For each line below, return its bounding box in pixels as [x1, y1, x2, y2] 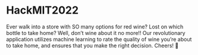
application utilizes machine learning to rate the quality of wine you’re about [6, 35, 192, 43]
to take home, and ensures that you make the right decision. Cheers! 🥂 [6, 42, 179, 49]
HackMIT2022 [6, 4, 79, 17]
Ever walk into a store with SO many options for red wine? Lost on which [6, 23, 184, 30]
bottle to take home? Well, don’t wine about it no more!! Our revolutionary [6, 29, 186, 36]
